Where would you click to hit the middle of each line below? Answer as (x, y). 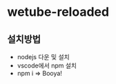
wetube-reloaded (58, 12)
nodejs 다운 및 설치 (43, 57)
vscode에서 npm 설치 (47, 65)
